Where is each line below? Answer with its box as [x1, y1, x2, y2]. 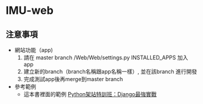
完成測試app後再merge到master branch [23, 76, 123, 82]
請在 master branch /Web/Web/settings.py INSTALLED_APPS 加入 [23, 54, 188, 61]
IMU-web [5, 4, 54, 18]
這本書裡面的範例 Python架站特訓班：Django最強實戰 [23, 91, 157, 97]
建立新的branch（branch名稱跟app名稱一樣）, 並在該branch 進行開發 [23, 68, 198, 75]
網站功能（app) [14, 47, 53, 53]
